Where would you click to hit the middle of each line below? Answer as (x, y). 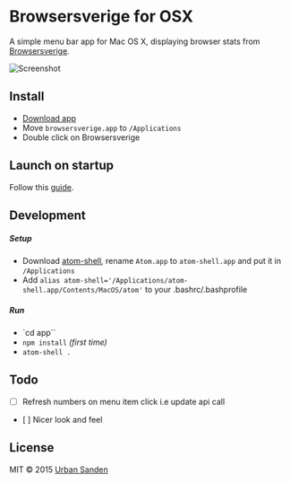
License (32, 448)
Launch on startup (62, 166)
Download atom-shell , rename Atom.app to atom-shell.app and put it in (152, 260)
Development (48, 215)
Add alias (41, 279)
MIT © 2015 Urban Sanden (59, 470)
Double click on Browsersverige (81, 137)
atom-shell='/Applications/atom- (126, 280)
